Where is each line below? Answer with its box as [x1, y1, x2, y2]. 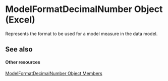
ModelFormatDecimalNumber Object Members [5, 70, 102, 76]
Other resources [5, 59, 40, 65]
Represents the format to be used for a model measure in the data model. [5, 30, 158, 36]
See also [5, 45, 33, 53]
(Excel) [5, 14, 35, 25]
